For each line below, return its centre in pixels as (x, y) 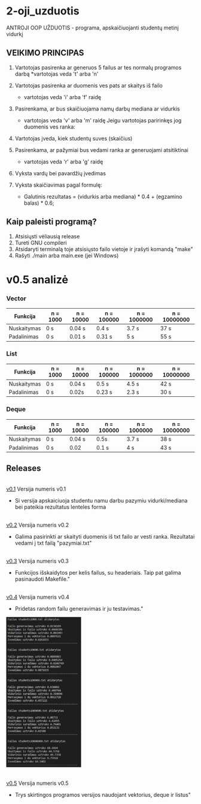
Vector (16, 298)
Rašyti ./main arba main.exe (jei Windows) (67, 255)
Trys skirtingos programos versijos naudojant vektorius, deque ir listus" (103, 795)
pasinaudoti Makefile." (42, 579)
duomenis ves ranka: (50, 127)
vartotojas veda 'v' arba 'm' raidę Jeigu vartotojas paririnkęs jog (103, 120)
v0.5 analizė (37, 280)
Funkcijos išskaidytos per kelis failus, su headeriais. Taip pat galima (98, 572)
